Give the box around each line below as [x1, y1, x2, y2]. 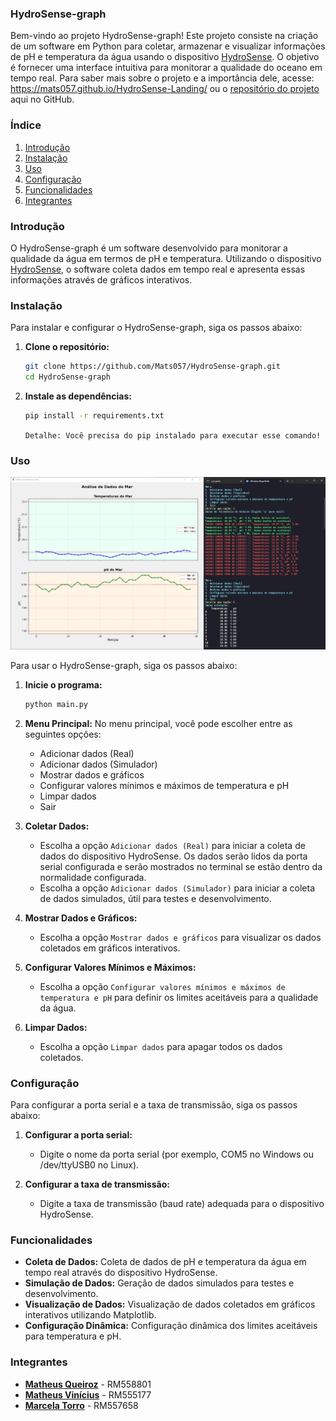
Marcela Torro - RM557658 [24, 1399, 139, 1411]
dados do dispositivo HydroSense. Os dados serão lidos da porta [39, 850, 308, 862]
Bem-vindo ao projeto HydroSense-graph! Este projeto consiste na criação [10, 30, 319, 42]
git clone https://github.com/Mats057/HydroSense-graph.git [24, 362, 281, 372]
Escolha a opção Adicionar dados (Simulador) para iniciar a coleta [39, 882, 315, 894]
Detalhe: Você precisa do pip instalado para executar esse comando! [24, 430, 322, 441]
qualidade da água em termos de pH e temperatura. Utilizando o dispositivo [10, 252, 322, 264]
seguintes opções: [24, 728, 102, 740]
